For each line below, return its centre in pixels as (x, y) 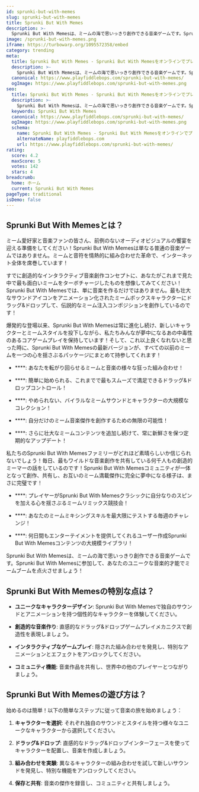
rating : (16, 150)
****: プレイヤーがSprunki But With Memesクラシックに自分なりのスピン (103, 496)
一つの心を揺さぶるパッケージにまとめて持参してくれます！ (89, 355)
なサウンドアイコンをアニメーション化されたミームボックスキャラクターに (97, 298)
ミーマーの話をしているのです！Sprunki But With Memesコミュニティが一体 (98, 468)
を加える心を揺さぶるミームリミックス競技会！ (72, 503)
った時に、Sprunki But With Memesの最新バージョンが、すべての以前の (93, 348)
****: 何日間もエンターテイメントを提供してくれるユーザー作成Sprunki (101, 536)
